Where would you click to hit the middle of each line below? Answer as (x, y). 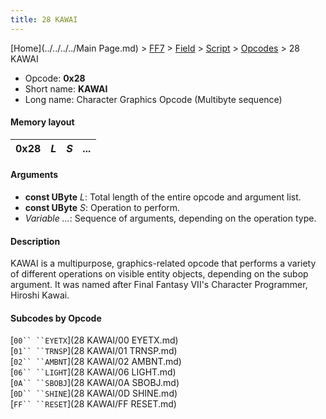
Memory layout (42, 122)
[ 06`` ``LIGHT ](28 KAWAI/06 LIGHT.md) (93, 372)
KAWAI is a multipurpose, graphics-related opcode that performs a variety (163, 263)
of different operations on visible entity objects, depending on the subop (159, 274)
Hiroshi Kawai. (40, 295)
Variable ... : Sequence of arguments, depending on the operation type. (170, 218)
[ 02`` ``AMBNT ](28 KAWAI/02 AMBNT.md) (96, 362)
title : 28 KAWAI (44, 19)
